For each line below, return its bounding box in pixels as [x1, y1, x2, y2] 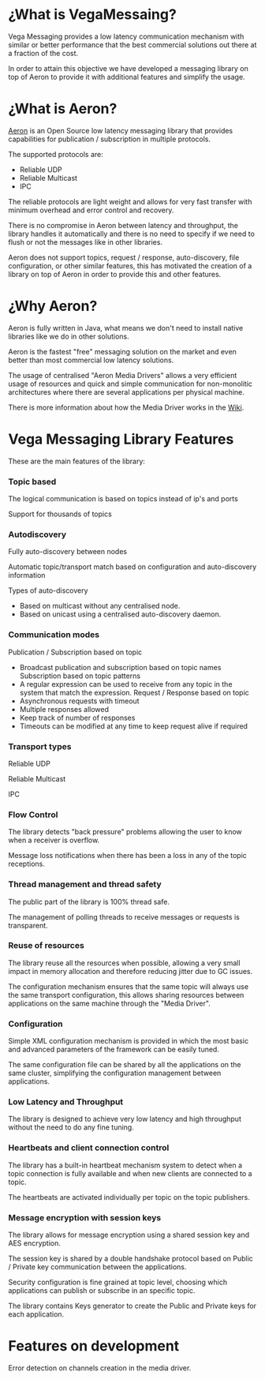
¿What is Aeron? [8, 100, 118, 118]
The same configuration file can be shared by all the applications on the [8, 1060, 242, 1070]
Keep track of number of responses [19, 713, 136, 722]
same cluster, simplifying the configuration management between [8, 1068, 222, 1078]
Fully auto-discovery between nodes [8, 547, 128, 556]
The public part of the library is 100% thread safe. [8, 897, 170, 906]
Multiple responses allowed [19, 704, 109, 714]
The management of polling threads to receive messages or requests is [8, 912, 241, 921]
